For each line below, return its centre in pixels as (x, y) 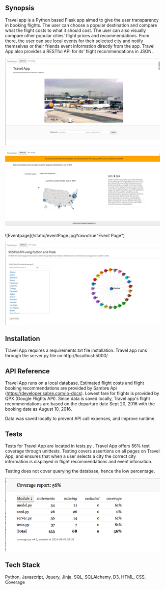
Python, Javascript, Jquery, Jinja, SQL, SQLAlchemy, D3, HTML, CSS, (76, 577)
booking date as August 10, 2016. (39, 409)
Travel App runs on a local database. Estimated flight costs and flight (75, 383)
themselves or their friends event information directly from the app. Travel (80, 46)
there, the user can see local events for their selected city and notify (74, 41)
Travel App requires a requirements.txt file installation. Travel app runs (76, 350)
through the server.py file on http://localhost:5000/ (56, 356)
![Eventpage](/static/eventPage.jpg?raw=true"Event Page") (65, 235)
